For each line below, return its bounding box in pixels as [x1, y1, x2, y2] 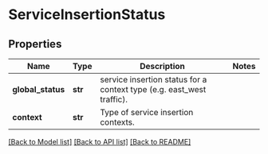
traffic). [99, 94, 128, 105]
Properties [8, 37, 62, 51]
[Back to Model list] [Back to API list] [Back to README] [8, 137, 191, 146]
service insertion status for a [99, 74, 207, 85]
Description [139, 61, 186, 71]
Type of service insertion [99, 107, 194, 117]
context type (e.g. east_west [99, 84, 207, 94]
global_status [12, 84, 65, 94]
